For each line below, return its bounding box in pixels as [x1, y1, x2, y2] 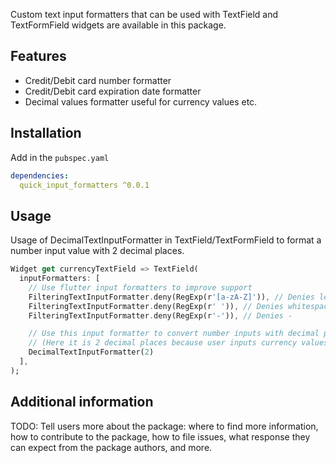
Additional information [10, 394, 154, 411]
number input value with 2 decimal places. [10, 245, 185, 257]
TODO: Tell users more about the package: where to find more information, [10, 420, 319, 432]
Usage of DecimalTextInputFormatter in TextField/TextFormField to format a [10, 234, 322, 246]
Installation [10, 125, 82, 142]
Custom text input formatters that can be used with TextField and [10, 9, 279, 20]
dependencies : [10, 170, 70, 181]
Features [10, 48, 67, 65]
